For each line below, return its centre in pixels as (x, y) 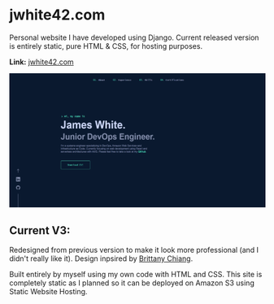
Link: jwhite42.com (41, 62)
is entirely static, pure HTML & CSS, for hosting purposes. (106, 46)
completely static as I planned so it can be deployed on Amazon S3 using (132, 283)
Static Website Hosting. (48, 292)
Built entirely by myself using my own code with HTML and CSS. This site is (136, 275)
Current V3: (40, 230)
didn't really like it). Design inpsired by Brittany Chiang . (101, 258)
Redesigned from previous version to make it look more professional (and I (134, 250)
